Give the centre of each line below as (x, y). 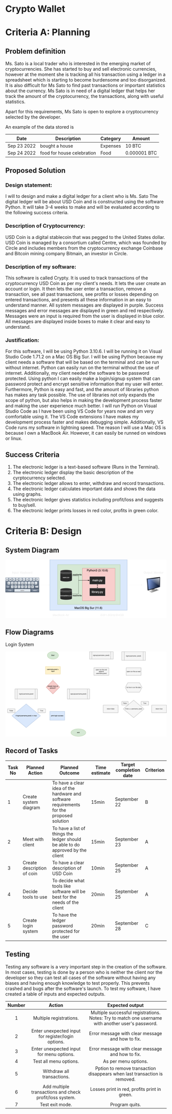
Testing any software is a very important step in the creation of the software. (86, 966)
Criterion (155, 770)
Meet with (33, 839)
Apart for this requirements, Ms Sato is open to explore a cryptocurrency (82, 112)
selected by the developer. (33, 117)
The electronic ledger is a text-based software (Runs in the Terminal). (86, 467)
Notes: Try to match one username (125, 1018)
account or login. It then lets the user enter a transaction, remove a (76, 289)
